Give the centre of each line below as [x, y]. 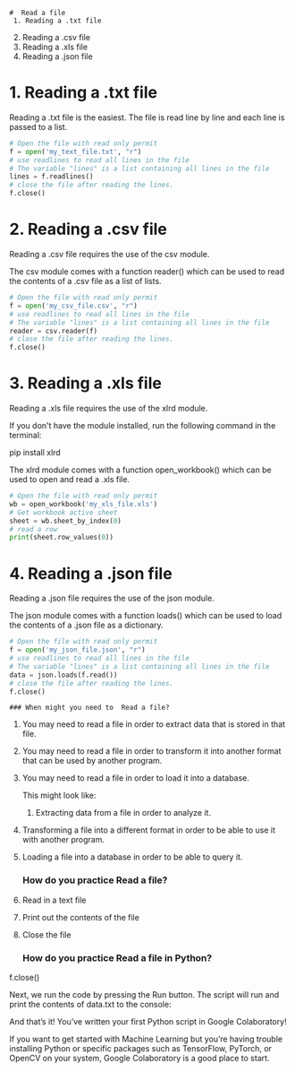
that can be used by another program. [92, 761]
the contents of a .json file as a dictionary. [86, 625]
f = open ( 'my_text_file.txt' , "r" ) [76, 151]
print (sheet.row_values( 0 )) [62, 538]
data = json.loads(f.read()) [63, 675]
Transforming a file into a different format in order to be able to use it [148, 830]
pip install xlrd [35, 453]
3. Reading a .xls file [86, 383]
